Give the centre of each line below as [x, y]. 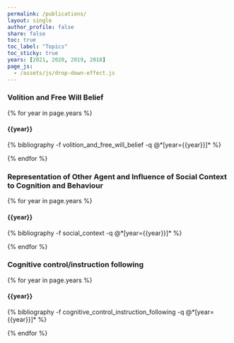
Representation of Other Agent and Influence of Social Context [117, 176]
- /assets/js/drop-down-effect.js [64, 73]
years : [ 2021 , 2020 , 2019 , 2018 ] [57, 60]
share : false [27, 34]
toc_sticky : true [33, 54]
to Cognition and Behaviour [55, 186]
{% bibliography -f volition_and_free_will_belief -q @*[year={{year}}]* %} [114, 145]
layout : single [30, 20]
